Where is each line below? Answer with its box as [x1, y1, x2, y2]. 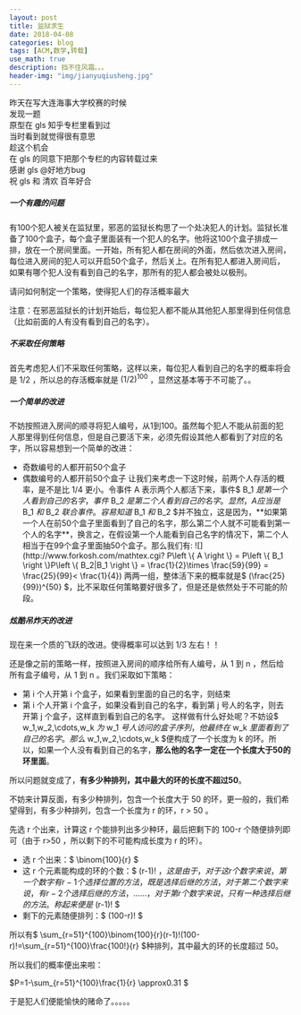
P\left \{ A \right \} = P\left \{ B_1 [166, 550, 284, 561]
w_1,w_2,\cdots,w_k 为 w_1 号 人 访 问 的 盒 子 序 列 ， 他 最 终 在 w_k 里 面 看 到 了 [21, 722, 288, 733]
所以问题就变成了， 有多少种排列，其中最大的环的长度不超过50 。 [9, 775, 247, 786]
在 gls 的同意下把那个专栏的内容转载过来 [9, 153, 158, 164]
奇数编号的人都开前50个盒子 [21, 462, 127, 473]
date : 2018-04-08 [9, 30, 74, 39]
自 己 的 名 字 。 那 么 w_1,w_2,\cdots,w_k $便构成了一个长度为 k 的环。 [21, 734, 270, 744]
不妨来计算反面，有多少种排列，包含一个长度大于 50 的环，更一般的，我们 [9, 794, 282, 804]
